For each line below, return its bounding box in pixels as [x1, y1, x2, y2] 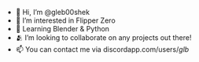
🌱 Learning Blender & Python [15, 24, 110, 33]
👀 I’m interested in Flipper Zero [15, 16, 116, 25]
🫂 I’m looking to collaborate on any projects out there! [15, 33, 192, 42]
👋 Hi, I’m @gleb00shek [15, 8, 90, 16]
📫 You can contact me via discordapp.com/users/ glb [15, 45, 190, 54]
